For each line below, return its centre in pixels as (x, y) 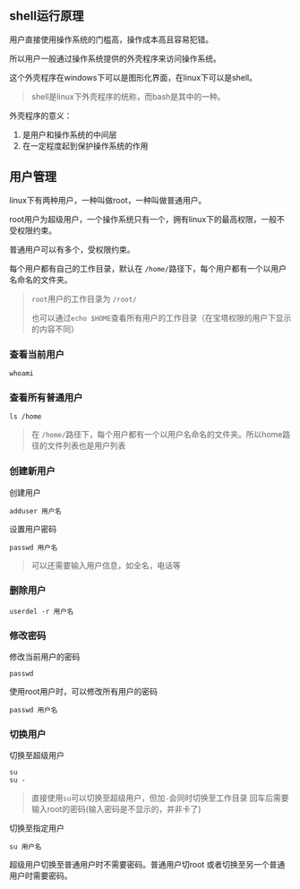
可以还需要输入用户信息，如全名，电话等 (106, 565)
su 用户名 (26, 847)
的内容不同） (55, 329)
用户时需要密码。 (41, 876)
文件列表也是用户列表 (86, 445)
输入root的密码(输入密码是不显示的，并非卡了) (116, 809)
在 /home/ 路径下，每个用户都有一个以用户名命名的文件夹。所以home (157, 435)
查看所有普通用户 (46, 397)
